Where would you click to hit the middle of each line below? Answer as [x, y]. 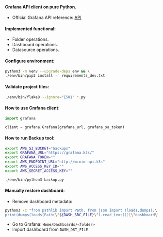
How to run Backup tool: [30, 138]
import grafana [20, 118]
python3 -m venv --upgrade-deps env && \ [48, 71]
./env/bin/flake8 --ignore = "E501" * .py [45, 97]
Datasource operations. [35, 50]
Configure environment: [30, 61]
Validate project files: [27, 86]
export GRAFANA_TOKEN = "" [30, 157]
